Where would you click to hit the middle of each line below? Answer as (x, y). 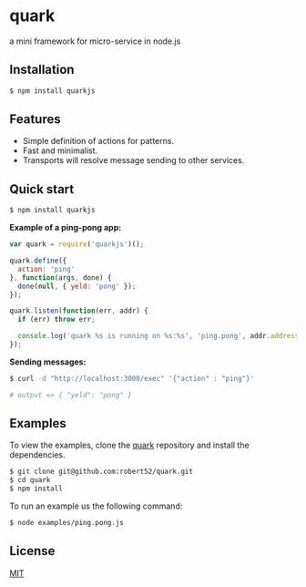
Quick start (42, 189)
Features (35, 119)
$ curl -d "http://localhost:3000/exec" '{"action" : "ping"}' (132, 378)
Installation (42, 70)
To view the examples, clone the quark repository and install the (129, 445)
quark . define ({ (38, 261)
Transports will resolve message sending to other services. (133, 160)
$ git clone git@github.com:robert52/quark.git (102, 472)
